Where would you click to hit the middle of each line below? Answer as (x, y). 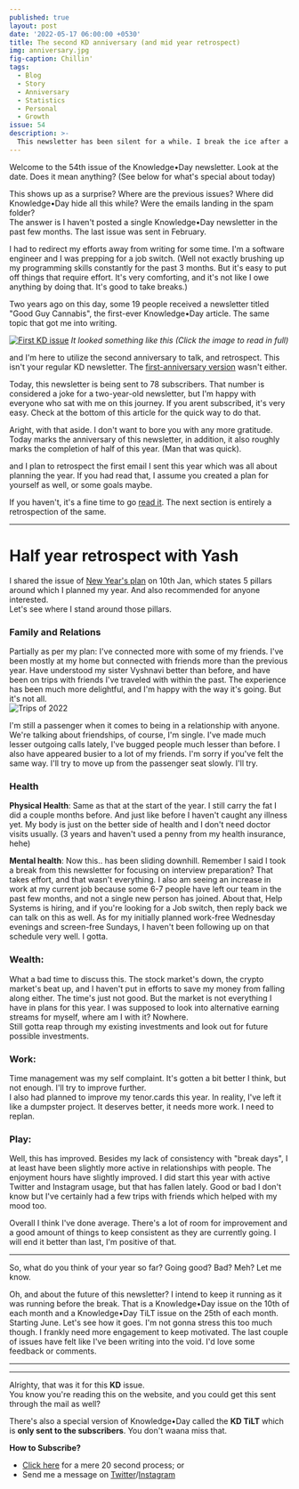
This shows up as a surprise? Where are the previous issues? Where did (141, 193)
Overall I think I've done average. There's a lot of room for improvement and (148, 1223)
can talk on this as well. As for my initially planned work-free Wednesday (142, 917)
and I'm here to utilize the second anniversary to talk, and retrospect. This (145, 357)
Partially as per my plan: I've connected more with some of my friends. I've (146, 651)
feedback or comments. (53, 1351)
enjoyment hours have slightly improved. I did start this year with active (140, 1177)
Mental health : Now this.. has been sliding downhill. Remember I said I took (148, 861)
